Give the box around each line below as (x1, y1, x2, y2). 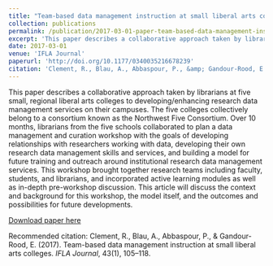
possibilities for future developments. (8, 199, 133, 209)
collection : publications (8, 20, 96, 28)
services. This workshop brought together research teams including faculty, (8, 164, 262, 175)
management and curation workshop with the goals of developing (8, 130, 229, 140)
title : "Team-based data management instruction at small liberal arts (8, 11, 256, 20)
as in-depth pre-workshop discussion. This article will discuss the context (8, 182, 256, 192)
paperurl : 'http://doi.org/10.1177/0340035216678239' (8, 58, 195, 66)
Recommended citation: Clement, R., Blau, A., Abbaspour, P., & (8, 231, 218, 241)
